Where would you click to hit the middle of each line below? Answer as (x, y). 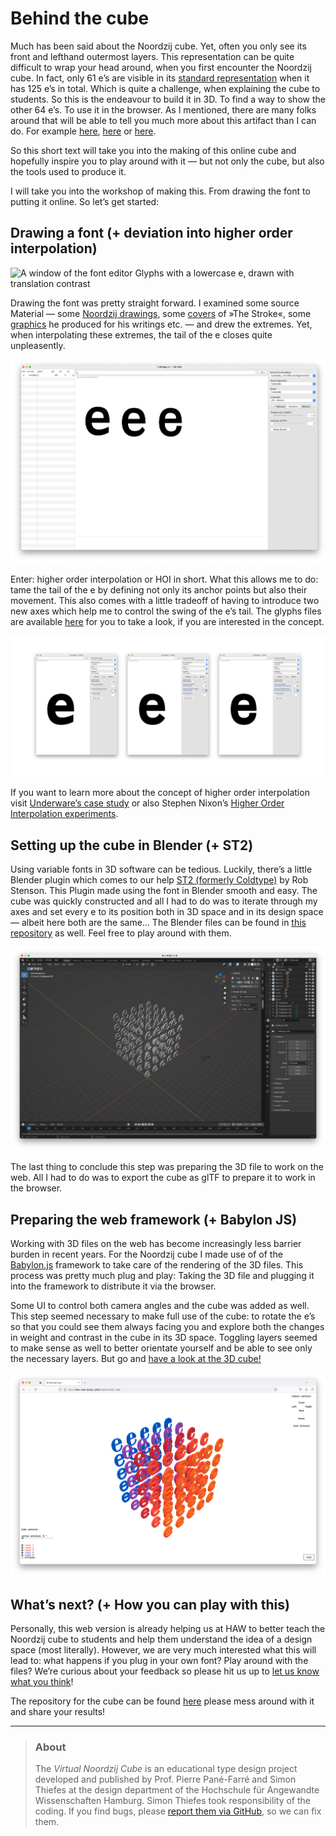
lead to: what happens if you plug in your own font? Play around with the (159, 1661)
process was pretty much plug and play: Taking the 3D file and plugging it (162, 1276)
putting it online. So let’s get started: (85, 201)
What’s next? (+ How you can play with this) (150, 1604)
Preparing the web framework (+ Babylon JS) (154, 1219)
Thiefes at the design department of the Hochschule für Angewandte (177, 1790)
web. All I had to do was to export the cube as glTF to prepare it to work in (163, 1178)
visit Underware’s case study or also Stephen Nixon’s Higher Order (147, 803)
